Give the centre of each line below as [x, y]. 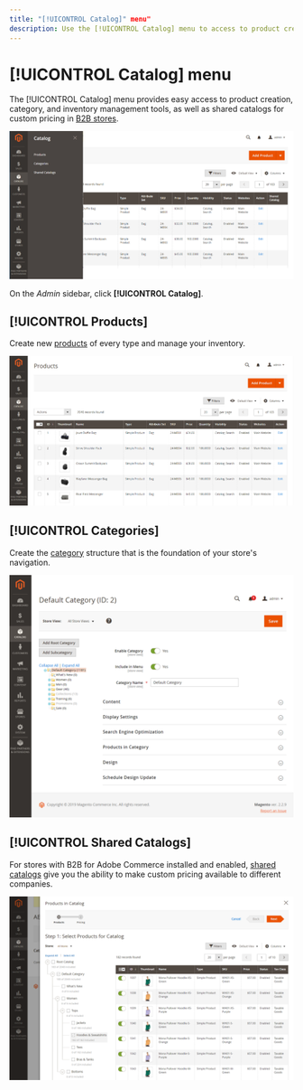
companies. [31, 883]
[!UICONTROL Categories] [84, 531]
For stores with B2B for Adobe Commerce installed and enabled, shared [143, 864]
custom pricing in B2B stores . [64, 118]
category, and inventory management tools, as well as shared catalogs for [147, 109]
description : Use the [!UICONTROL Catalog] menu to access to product [145, 28]
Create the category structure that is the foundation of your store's [133, 552]
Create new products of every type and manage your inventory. [128, 343]
